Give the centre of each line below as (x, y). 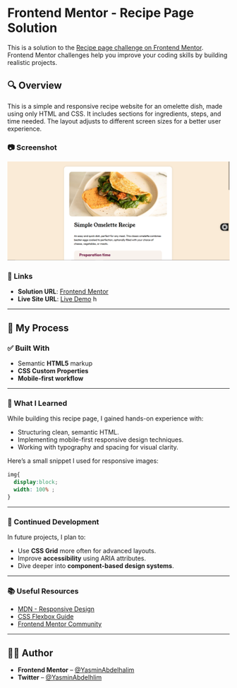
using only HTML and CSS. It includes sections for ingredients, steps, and (114, 114)
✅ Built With (29, 348)
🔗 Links (20, 276)
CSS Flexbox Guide (45, 617)
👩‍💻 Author (30, 653)
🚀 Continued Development (53, 521)
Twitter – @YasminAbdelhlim (60, 677)
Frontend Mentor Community (60, 624)
